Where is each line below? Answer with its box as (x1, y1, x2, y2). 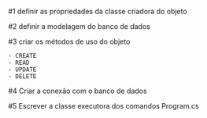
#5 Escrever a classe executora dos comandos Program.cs (8, 102, 199, 110)
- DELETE (8, 73, 37, 80)
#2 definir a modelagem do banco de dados (8, 22, 151, 30)
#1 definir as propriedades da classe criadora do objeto (8, 7, 187, 16)
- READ (8, 59, 30, 66)
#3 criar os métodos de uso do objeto (8, 37, 131, 46)
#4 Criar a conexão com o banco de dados (8, 86, 147, 95)
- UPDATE (8, 66, 37, 73)
